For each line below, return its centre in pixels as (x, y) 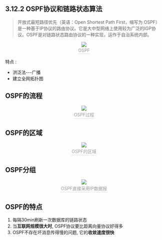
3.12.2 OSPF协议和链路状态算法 (54, 9)
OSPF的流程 (24, 96)
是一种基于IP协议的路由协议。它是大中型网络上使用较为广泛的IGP (84, 28)
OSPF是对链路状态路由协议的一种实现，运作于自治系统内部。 (89, 35)
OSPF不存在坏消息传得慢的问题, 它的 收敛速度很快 (63, 232)
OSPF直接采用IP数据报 (84, 189)
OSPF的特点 (24, 207)
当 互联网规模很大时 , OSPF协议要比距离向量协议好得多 (68, 226)
